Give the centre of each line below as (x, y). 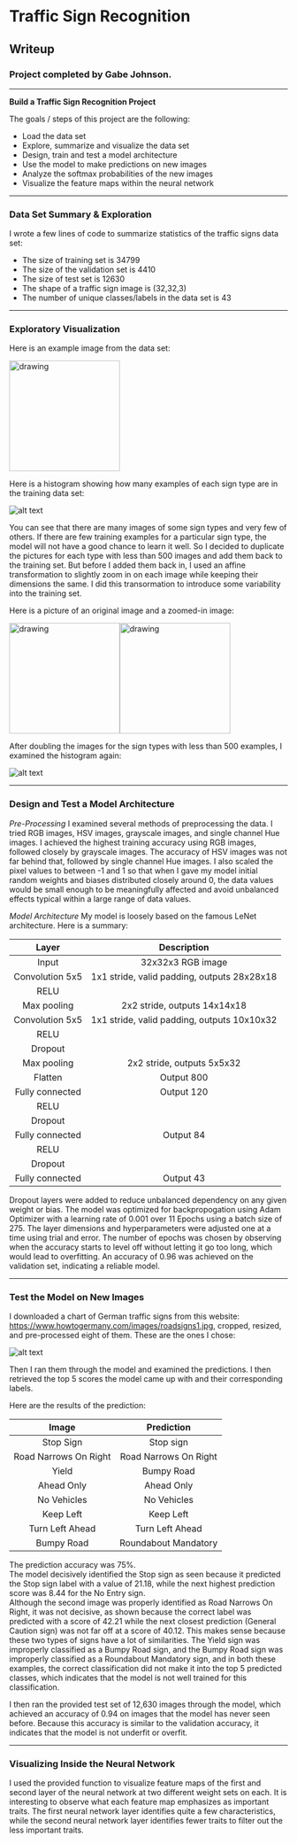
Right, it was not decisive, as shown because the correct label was (130, 1612)
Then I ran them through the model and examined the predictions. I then (140, 1369)
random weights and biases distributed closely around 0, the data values (141, 879)
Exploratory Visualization (65, 329)
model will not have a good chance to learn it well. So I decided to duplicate (147, 546)
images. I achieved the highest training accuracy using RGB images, (133, 842)
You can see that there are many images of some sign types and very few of (148, 528)
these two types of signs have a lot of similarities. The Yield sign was (135, 1640)
